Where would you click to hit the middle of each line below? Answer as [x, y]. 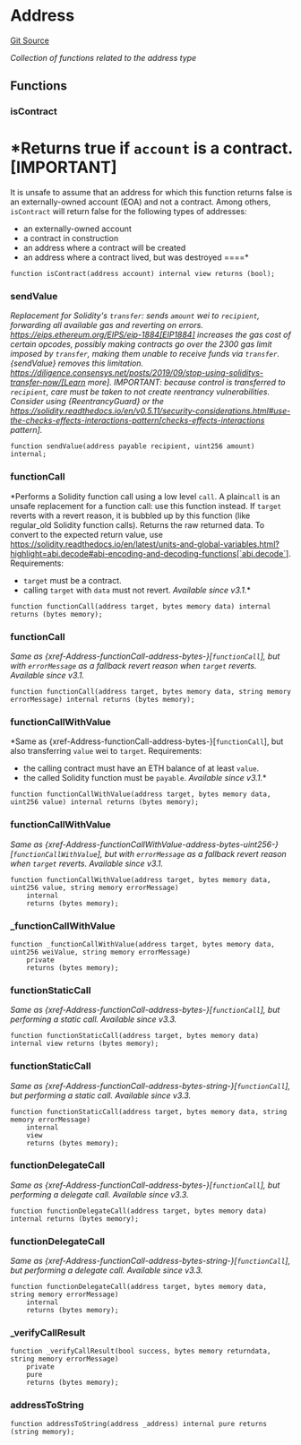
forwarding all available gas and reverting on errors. [107, 325]
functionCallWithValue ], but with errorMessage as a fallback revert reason [150, 853]
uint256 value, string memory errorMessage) [95, 887]
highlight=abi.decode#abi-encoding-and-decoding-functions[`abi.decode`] [150, 553]
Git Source [30, 40]
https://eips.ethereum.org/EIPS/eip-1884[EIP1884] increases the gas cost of [151, 335]
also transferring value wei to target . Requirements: [106, 751]
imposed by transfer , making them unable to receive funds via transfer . [145, 354]
